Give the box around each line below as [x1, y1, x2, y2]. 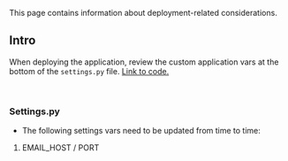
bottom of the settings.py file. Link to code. [9, 65, 170, 76]
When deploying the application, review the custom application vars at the [9, 57, 279, 67]
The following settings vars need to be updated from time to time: [21, 126, 261, 136]
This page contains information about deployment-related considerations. [9, 8, 278, 18]
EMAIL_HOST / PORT [21, 142, 100, 153]
